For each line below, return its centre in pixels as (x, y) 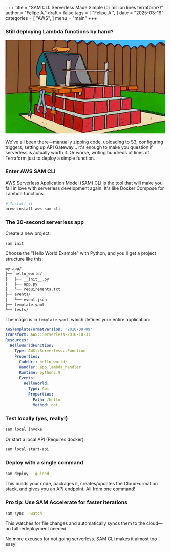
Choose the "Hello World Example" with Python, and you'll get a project (81, 253)
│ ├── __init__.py (27, 279)
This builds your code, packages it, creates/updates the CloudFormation (81, 483)
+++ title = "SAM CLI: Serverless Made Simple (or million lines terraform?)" (84, 7)
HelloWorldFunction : (32, 346)
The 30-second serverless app (45, 222)
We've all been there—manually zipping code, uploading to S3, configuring (84, 142)
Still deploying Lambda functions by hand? (60, 31)
